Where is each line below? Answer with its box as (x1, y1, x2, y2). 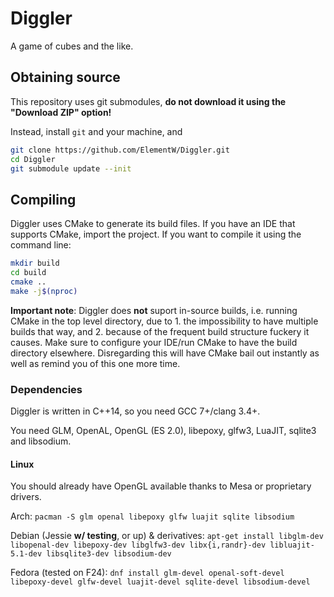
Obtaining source (10, 69, 121, 86)
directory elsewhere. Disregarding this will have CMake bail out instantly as (10, 347, 320, 359)
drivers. (10, 491, 42, 503)
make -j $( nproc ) (10, 286, 78, 296)
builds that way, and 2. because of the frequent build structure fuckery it (10, 325, 310, 337)
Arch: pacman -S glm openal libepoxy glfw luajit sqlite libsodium (10, 510, 295, 522)
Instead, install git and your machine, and (10, 125, 183, 137)
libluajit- (269, 540, 315, 551)
